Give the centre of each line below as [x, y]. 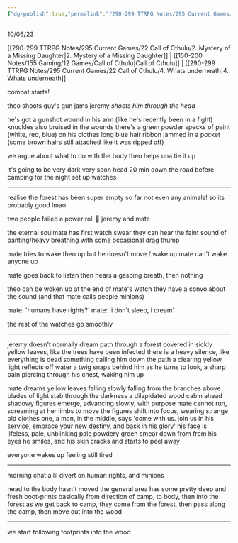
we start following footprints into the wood [69, 532]
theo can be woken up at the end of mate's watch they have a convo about [117, 289]
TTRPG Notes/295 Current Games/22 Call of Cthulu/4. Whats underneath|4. [118, 70]
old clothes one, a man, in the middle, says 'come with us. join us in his [111, 418]
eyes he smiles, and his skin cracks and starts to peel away [94, 441]
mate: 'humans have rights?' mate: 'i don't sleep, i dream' [91, 310]
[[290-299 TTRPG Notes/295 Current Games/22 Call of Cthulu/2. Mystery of [119, 48]
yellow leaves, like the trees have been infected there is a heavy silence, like [119, 351]
